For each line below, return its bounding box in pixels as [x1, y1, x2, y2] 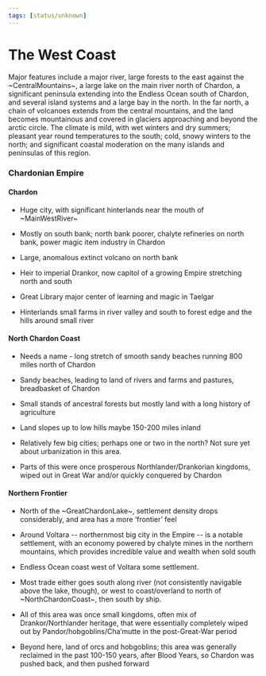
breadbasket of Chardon [19, 383, 101, 393]
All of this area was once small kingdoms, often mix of [19, 610, 197, 620]
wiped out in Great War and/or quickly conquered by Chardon [19, 470, 222, 480]
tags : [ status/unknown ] [8, 11, 87, 20]
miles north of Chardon [19, 359, 96, 369]
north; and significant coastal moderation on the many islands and [8, 140, 225, 149]
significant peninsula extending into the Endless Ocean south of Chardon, [8, 89, 249, 98]
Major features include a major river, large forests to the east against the [8, 72, 245, 82]
